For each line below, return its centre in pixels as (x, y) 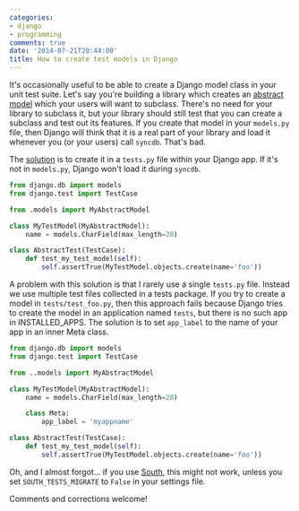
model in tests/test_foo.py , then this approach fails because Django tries (146, 303)
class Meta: (47, 413)
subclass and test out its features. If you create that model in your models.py (149, 123)
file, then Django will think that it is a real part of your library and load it (140, 132)
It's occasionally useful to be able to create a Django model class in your (143, 85)
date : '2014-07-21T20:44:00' (64, 51)
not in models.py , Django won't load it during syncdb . (105, 169)
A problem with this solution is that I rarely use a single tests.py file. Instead (150, 284)
